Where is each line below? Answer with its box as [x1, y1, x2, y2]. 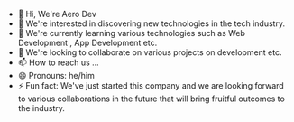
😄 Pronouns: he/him [17, 70, 95, 80]
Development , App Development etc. [17, 37, 158, 48]
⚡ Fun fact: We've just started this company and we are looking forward [17, 80, 284, 90]
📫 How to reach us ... [17, 57, 99, 68]
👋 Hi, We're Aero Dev [17, 9, 97, 19]
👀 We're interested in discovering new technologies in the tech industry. [17, 18, 286, 29]
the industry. [17, 103, 66, 113]
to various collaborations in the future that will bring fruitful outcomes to [17, 93, 286, 104]
